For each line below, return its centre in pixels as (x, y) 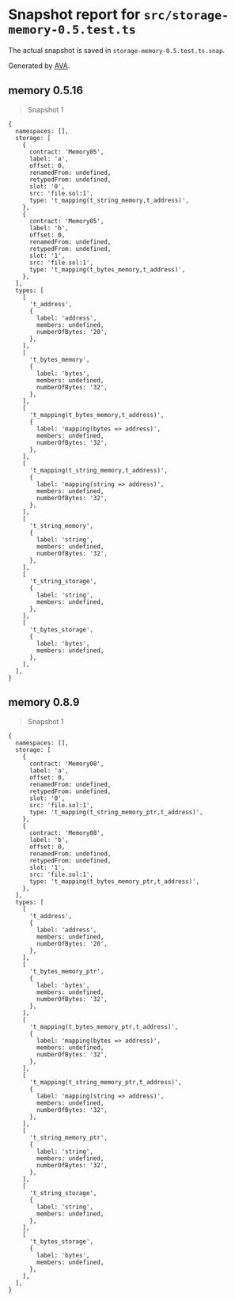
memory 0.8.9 (44, 702)
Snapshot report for (74, 15)
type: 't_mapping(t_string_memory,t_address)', (109, 200)
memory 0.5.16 (46, 91)
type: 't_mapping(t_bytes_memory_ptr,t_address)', (114, 881)
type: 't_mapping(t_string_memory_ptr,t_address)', (116, 812)
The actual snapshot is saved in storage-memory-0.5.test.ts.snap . (117, 50)
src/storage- (186, 15)
